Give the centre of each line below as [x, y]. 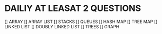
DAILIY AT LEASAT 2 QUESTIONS [73, 8]
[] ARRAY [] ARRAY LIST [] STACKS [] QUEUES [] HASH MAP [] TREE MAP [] [81, 22]
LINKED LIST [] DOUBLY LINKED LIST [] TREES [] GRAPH [62, 26]
